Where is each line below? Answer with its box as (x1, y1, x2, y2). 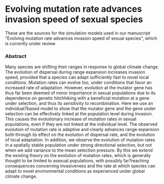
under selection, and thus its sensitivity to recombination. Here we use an (5, 101, 153, 106)
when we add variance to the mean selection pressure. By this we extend (5, 147, 153, 153)
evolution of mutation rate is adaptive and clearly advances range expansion (5, 127, 159, 132)
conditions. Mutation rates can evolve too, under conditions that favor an (5, 79, 152, 85)
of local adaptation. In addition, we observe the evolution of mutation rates (5, 137, 155, 143)
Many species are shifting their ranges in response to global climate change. (5, 64, 159, 70)
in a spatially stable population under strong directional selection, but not (5, 142, 152, 148)
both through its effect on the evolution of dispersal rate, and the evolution (5, 131, 155, 138)
